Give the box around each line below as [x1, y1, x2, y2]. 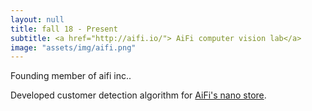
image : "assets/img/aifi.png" [10, 42, 137, 53]
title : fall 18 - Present [10, 24, 118, 34]
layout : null [10, 14, 65, 25]
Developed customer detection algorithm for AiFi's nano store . [10, 89, 267, 101]
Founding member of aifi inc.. [10, 70, 132, 82]
